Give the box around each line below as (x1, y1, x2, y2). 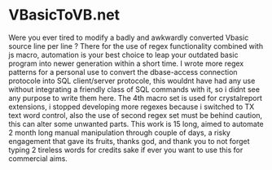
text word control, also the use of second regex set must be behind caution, (8, 110, 263, 120)
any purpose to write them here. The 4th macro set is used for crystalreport (8, 93, 263, 102)
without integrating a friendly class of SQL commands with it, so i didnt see (8, 84, 261, 94)
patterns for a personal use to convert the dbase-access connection (8, 67, 238, 76)
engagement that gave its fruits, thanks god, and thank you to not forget (8, 136, 250, 146)
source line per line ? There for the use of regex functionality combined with (8, 41, 263, 50)
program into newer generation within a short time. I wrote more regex (8, 59, 244, 68)
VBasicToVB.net (8, 6, 121, 24)
